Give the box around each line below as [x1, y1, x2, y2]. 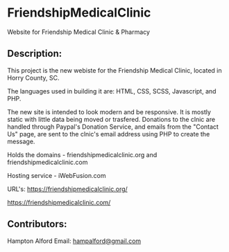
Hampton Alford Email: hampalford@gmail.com [7, 237, 142, 245]
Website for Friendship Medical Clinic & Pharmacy [7, 28, 151, 36]
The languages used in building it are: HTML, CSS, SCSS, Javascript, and [7, 87, 217, 95]
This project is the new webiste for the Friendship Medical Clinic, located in [7, 66, 222, 74]
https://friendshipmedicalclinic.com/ [7, 198, 111, 206]
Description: [7, 48, 62, 60]
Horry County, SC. [7, 73, 60, 82]
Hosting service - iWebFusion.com [7, 171, 106, 179]
